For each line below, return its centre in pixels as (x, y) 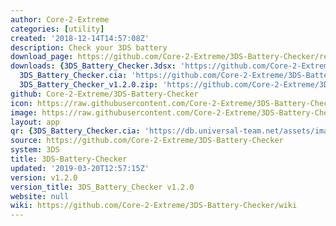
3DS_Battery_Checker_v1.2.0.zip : (89, 85)
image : (24, 112)
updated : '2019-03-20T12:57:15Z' (80, 168)
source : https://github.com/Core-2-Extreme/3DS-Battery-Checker (147, 141)
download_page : (42, 57)
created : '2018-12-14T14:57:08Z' (80, 38)
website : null (40, 196)
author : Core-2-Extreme (60, 19)
